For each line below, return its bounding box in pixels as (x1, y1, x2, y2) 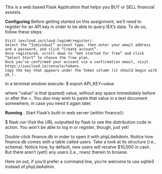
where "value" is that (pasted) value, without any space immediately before (5, 90, 156, 96)
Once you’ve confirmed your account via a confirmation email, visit (5, 60, 149, 64)
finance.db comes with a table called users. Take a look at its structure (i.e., (5, 139, 156, 144)
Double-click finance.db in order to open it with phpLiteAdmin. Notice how (5, 134, 154, 140)
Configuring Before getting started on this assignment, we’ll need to (5, 19, 142, 24)
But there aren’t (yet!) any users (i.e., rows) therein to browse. (5, 149, 129, 155)
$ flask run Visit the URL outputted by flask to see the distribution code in (5, 119, 152, 125)
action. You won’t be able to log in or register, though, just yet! (5, 125, 130, 130)
